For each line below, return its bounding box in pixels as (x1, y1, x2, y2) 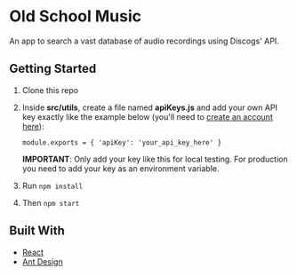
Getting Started (9, 61, 97, 76)
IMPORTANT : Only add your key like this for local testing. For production (21, 154, 289, 164)
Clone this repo (21, 84, 78, 95)
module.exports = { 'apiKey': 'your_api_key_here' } (21, 138, 222, 147)
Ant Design (21, 256, 64, 267)
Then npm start (21, 197, 80, 208)
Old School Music (9, 6, 142, 27)
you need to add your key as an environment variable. (21, 162, 220, 174)
